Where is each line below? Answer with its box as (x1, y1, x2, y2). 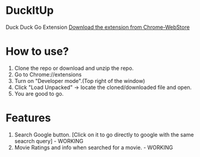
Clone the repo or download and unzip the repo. (14, 64, 134, 72)
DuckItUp (5, 4, 54, 17)
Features (5, 111, 51, 125)
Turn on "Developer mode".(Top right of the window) (14, 77, 145, 84)
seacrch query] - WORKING (14, 137, 84, 144)
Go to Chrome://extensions (14, 70, 82, 78)
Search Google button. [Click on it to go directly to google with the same (14, 131, 194, 138)
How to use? (5, 45, 69, 58)
